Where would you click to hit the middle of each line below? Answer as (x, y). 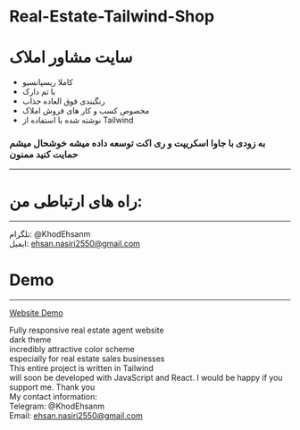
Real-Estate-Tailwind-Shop (112, 17)
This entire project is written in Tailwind (81, 368)
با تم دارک (39, 92)
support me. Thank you (52, 387)
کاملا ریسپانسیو (47, 82)
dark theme (30, 340)
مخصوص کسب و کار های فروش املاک (86, 111)
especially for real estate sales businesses (87, 358)
